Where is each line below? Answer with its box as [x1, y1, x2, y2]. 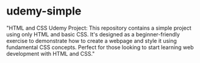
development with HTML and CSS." [6, 50, 95, 57]
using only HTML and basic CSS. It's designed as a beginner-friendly [6, 30, 180, 38]
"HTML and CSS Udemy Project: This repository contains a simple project [6, 24, 192, 31]
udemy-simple [6, 4, 82, 18]
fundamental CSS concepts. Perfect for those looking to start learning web [6, 44, 194, 51]
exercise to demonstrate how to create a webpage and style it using [6, 37, 177, 44]
